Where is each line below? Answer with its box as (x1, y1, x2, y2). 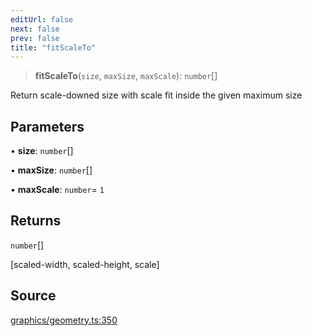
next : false (10, 24, 60, 34)
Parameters (10, 118, 85, 135)
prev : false (10, 33, 60, 43)
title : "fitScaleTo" (10, 42, 97, 53)
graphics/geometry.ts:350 (10, 314, 118, 326)
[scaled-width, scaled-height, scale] (10, 258, 160, 270)
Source (10, 287, 57, 305)
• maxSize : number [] (10, 164, 93, 176)
